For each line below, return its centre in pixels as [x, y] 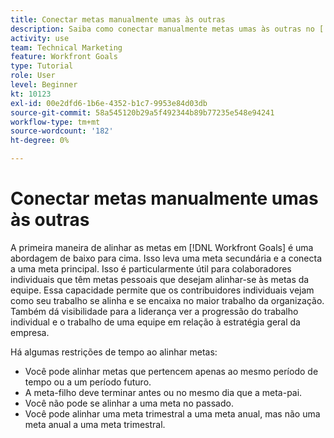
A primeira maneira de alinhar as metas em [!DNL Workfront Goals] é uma [162, 247]
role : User [33, 76]
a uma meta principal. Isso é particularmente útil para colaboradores [151, 268]
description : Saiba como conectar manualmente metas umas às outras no [162, 29]
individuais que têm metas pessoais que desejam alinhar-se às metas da [160, 279]
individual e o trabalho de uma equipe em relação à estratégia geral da [155, 322]
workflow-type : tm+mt [55, 122]
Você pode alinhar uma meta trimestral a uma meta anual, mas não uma [172, 413]
